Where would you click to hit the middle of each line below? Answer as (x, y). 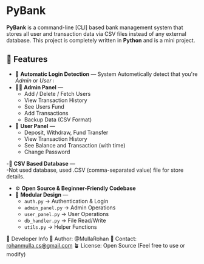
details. (15, 176)
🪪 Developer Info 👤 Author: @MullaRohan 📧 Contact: (72, 239)
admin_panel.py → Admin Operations (70, 208)
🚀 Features (27, 59)
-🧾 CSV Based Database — (41, 163)
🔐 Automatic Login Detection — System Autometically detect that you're (106, 74)
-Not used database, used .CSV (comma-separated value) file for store (95, 170)
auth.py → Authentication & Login (66, 201)
